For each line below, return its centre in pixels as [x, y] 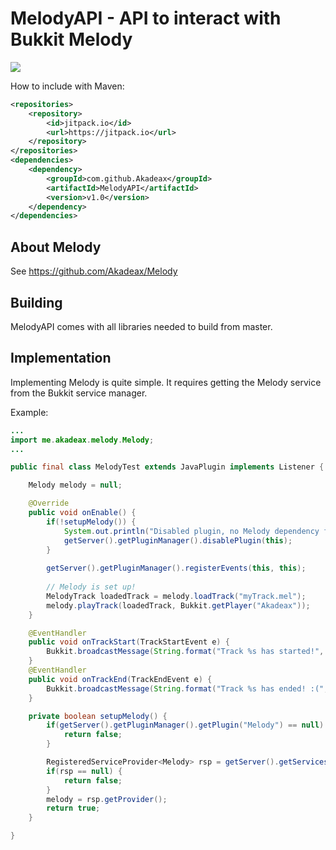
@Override [49, 503]
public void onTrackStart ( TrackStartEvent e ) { [129, 642]
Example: [29, 412]
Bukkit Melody [71, 39]
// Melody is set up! [91, 587]
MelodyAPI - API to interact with [146, 18]
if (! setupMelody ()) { [91, 522]
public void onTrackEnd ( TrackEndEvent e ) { [120, 679]
